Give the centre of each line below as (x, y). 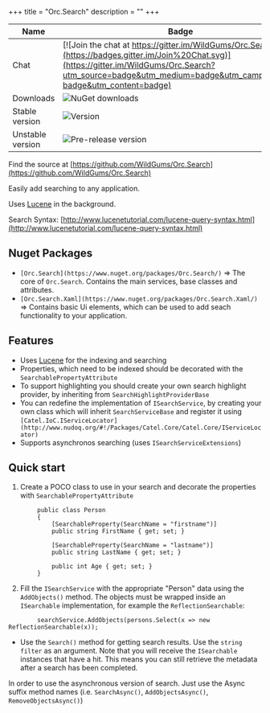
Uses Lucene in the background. (62, 204)
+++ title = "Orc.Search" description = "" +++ (84, 12)
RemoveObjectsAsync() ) (46, 701)
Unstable (29, 134)
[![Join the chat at (96, 45)
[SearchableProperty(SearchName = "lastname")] (133, 546)
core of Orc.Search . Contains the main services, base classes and (129, 281)
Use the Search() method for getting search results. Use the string (131, 642)
